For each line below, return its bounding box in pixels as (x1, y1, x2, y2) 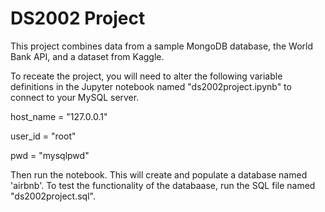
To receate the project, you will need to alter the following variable (10, 70, 283, 82)
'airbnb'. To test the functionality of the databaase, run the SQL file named (10, 179, 316, 191)
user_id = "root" (10, 130, 77, 142)
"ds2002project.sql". (10, 190, 96, 202)
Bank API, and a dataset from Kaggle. (10, 50, 165, 62)
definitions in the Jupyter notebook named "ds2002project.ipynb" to (10, 80, 292, 92)
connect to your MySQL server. (10, 91, 140, 103)
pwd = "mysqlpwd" (10, 149, 90, 161)
